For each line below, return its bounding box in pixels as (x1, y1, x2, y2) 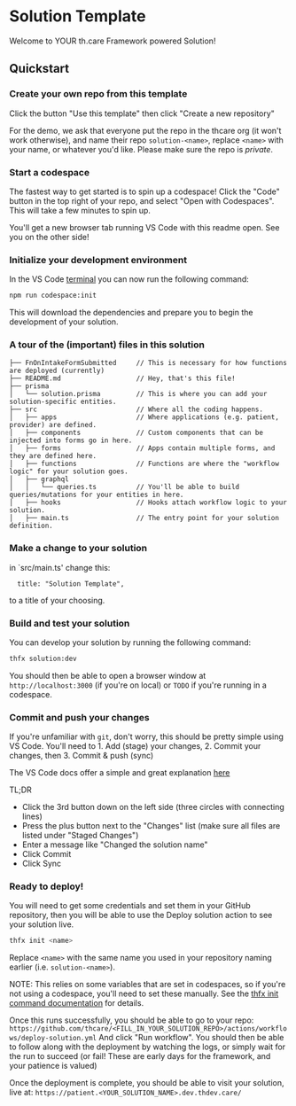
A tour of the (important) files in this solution (9, 339, 206, 351)
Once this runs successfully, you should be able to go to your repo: (9, 1015, 254, 1025)
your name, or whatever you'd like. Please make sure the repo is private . (9, 144, 273, 154)
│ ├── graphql (9, 475, 69, 484)
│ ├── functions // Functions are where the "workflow (9, 459, 279, 469)
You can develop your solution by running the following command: (9, 636, 251, 648)
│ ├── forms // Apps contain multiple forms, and (9, 444, 276, 453)
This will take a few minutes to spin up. (9, 205, 151, 215)
